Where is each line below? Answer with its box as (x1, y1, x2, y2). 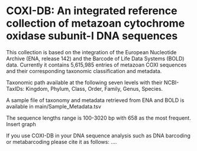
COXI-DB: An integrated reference (6, 4, 177, 18)
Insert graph (6, 120, 37, 127)
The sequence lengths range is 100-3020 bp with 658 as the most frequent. (6, 114, 191, 122)
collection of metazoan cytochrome (6, 17, 185, 30)
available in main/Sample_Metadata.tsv (6, 103, 102, 110)
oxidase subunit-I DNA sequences (6, 29, 178, 42)
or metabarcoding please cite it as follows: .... (6, 138, 117, 145)
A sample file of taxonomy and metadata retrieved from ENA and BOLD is (6, 96, 185, 104)
